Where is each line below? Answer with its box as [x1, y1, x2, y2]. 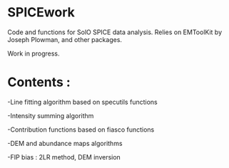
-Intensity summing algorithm [7, 111, 94, 120]
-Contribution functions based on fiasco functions [7, 125, 155, 134]
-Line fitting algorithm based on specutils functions [7, 98, 158, 106]
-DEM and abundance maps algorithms [7, 139, 123, 147]
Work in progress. [7, 49, 60, 58]
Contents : [7, 74, 71, 90]
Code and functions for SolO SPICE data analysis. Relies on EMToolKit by [7, 28, 223, 36]
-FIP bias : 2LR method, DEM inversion [7, 152, 121, 161]
